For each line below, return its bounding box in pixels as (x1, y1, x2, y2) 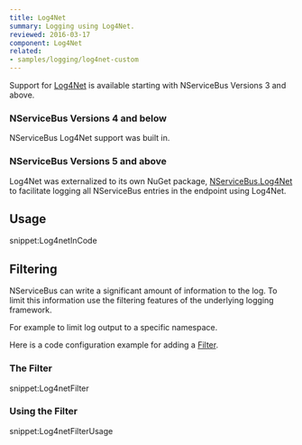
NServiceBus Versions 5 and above (9, 155, 167, 168)
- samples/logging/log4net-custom (9, 55, 140, 64)
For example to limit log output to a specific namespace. (9, 322, 218, 333)
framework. (9, 304, 52, 316)
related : (9, 47, 42, 56)
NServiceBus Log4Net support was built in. (9, 133, 170, 144)
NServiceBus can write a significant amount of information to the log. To (9, 285, 278, 296)
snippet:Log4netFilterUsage (9, 425, 114, 436)
